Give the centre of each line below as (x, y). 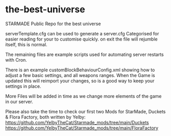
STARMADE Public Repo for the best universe (53, 24)
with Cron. (16, 60)
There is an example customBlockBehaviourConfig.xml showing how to (80, 70)
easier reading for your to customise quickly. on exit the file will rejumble (81, 39)
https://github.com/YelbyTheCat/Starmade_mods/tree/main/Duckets (77, 122)
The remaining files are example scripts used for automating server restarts (85, 54)
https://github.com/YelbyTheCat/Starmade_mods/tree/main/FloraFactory (82, 128)
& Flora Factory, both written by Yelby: (45, 117)
